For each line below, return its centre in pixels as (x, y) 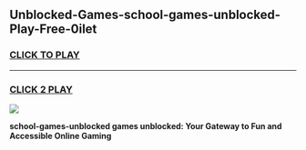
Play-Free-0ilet (53, 30)
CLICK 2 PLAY (41, 89)
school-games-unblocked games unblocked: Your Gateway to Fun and (146, 125)
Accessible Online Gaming (61, 135)
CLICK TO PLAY (45, 55)
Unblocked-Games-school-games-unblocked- (145, 15)
